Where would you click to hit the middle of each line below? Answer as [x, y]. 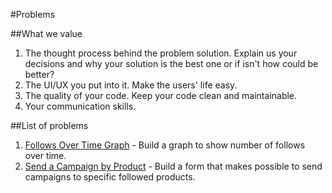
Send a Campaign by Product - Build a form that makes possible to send [173, 166]
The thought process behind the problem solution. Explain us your [161, 53]
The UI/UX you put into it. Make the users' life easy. [131, 85]
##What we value [46, 33]
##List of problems [49, 125]
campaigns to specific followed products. [110, 177]
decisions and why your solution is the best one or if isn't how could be [171, 63]
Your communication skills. [80, 106]
